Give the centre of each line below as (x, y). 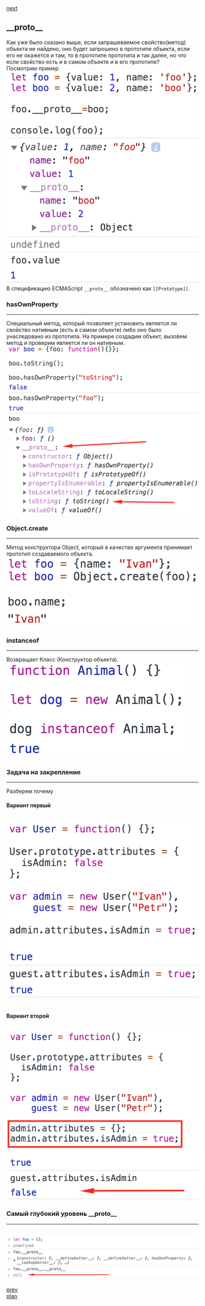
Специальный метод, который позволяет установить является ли (92, 323)
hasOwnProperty (32, 304)
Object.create (27, 528)
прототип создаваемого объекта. (50, 554)
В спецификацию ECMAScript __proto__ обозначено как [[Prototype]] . (98, 288)
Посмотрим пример (33, 68)
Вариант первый (29, 805)
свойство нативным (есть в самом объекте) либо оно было (84, 330)
